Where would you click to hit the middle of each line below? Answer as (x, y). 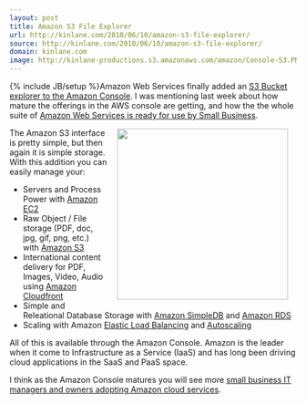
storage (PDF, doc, (58, 228)
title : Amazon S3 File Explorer (71, 26)
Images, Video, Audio (63, 276)
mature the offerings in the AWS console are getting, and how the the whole (152, 105)
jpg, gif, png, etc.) (56, 238)
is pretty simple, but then (56, 143)
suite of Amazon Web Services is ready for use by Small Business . (134, 115)
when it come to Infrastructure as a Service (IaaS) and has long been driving (153, 352)
